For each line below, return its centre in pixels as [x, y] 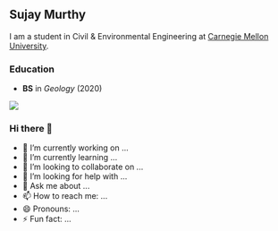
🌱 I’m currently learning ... [70, 158]
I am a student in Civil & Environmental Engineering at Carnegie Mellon [139, 36]
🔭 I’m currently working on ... [75, 148]
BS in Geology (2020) [62, 89]
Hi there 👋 [31, 129]
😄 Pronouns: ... [51, 209]
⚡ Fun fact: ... [46, 219]
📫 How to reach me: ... [65, 196]
